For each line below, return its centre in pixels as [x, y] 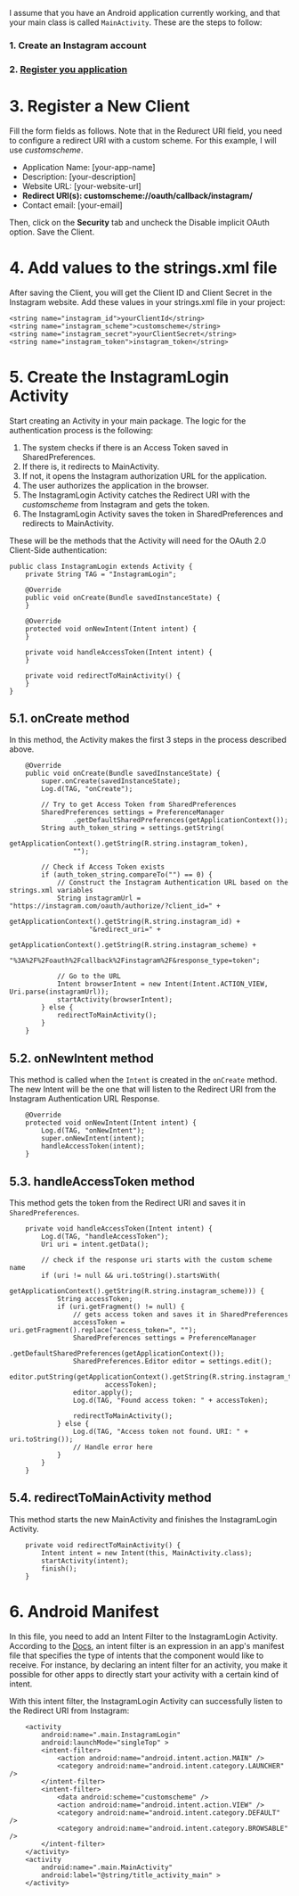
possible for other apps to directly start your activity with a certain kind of [144, 1674]
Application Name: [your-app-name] [89, 167]
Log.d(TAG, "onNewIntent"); [93, 1131]
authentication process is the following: [81, 430]
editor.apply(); [103, 1393]
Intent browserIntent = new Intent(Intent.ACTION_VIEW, [162, 985]
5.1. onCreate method [70, 718]
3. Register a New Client [100, 107]
